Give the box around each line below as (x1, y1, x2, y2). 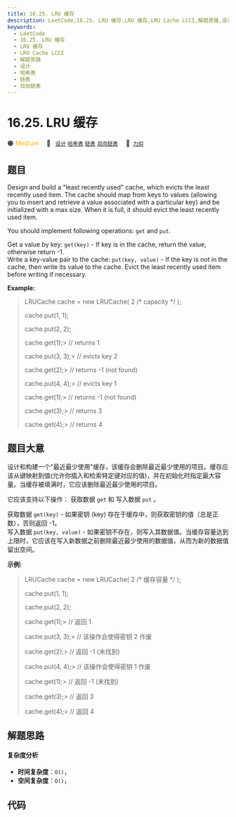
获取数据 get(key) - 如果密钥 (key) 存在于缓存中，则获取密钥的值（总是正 (7, 510, 219, 518)
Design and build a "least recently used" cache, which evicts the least (7, 183, 209, 191)
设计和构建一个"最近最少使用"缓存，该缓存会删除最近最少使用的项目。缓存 (7, 462, 223, 470)
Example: (7, 284, 36, 292)
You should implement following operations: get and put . (7, 227, 171, 235)
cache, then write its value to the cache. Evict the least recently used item (7, 263, 221, 271)
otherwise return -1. (7, 248, 65, 256)
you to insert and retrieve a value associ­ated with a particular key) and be (7, 198, 220, 206)
